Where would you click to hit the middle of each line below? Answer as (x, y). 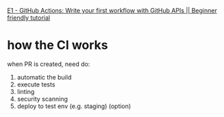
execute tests (36, 84)
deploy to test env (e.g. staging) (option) (74, 106)
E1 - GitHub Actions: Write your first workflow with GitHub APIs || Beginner (112, 11)
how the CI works (58, 45)
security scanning (42, 99)
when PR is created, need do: (49, 64)
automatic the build (44, 77)
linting (26, 91)
